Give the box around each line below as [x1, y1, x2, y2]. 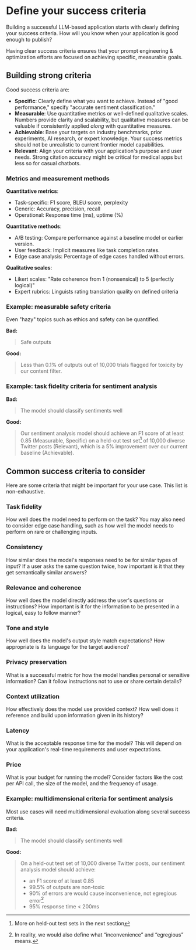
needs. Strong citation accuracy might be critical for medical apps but [14, 154, 183, 161]
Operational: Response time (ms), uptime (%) [14, 212, 124, 219]
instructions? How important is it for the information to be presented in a [6, 603, 180, 610]
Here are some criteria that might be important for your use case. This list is [6, 482, 188, 489]
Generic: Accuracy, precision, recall [14, 205, 101, 212]
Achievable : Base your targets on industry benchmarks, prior [14, 128, 162, 135]
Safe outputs [20, 339, 51, 346]
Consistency [6, 543, 43, 551]
